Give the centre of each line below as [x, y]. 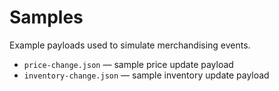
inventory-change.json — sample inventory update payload [146, 75]
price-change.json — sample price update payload [128, 64]
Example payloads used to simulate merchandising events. [130, 45]
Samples [46, 17]
